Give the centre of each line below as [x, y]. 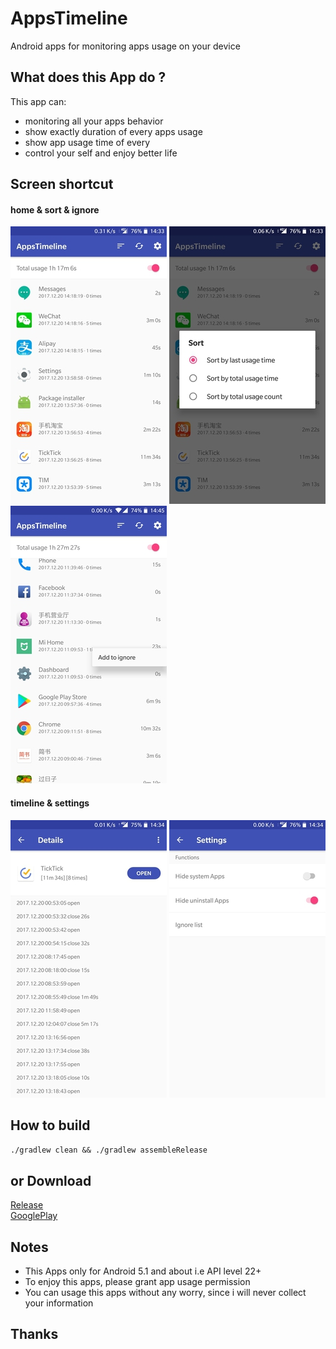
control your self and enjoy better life [101, 153]
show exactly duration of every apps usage [113, 131]
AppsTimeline [69, 18]
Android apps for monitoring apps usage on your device [125, 46]
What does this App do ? [88, 77]
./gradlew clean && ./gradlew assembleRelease [109, 1150]
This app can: [38, 101]
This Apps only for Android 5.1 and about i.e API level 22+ [143, 1271]
